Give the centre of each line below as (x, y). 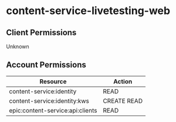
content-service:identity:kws (49, 101)
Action (123, 82)
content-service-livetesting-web (88, 11)
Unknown (18, 46)
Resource (53, 82)
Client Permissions (41, 33)
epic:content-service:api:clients (53, 110)
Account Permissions (46, 65)
